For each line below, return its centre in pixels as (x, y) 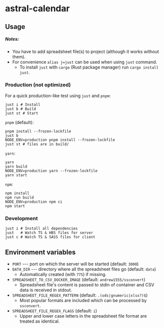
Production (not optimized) (38, 85)
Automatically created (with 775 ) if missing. (63, 274)
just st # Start (22, 113)
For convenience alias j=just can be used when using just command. (84, 62)
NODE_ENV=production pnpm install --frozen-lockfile (60, 140)
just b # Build (21, 109)
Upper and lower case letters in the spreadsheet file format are (83, 316)
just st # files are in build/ (37, 144)
